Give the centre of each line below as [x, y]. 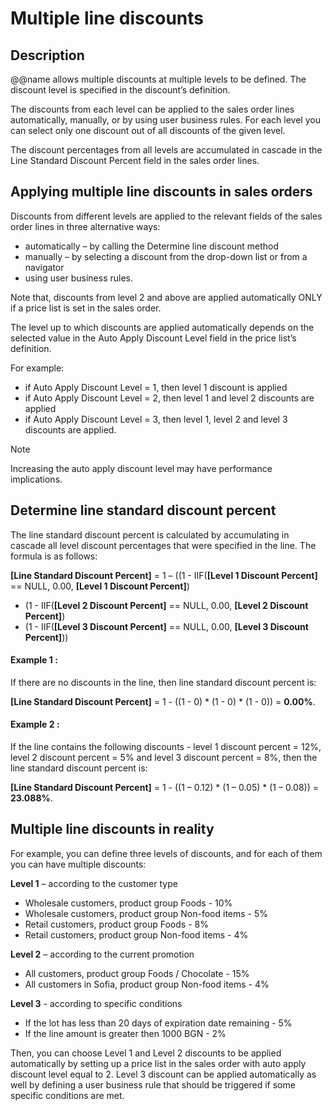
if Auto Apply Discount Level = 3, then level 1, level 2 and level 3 [156, 419]
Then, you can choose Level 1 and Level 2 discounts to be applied [146, 1053]
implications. [36, 479]
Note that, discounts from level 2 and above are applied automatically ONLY [166, 297]
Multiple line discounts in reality [112, 829]
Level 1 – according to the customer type [94, 883]
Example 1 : [34, 660]
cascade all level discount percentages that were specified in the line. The [163, 545]
